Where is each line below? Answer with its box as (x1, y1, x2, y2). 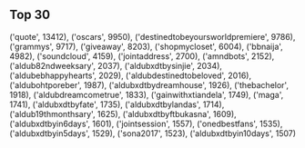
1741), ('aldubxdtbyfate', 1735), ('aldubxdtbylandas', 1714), (9, 99, 225, 110)
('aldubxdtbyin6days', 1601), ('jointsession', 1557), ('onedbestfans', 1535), (9, 118, 283, 129)
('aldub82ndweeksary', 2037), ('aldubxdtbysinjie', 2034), (9, 60, 223, 71)
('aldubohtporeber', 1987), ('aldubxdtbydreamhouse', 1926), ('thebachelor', (9, 79, 290, 90)
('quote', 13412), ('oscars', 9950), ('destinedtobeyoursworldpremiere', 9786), (9, 31, 296, 42)
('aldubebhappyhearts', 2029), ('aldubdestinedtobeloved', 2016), (9, 70, 252, 81)
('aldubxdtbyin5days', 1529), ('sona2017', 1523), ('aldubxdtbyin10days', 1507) (9, 127, 297, 139)
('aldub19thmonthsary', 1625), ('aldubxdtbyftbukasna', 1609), (9, 108, 237, 119)
